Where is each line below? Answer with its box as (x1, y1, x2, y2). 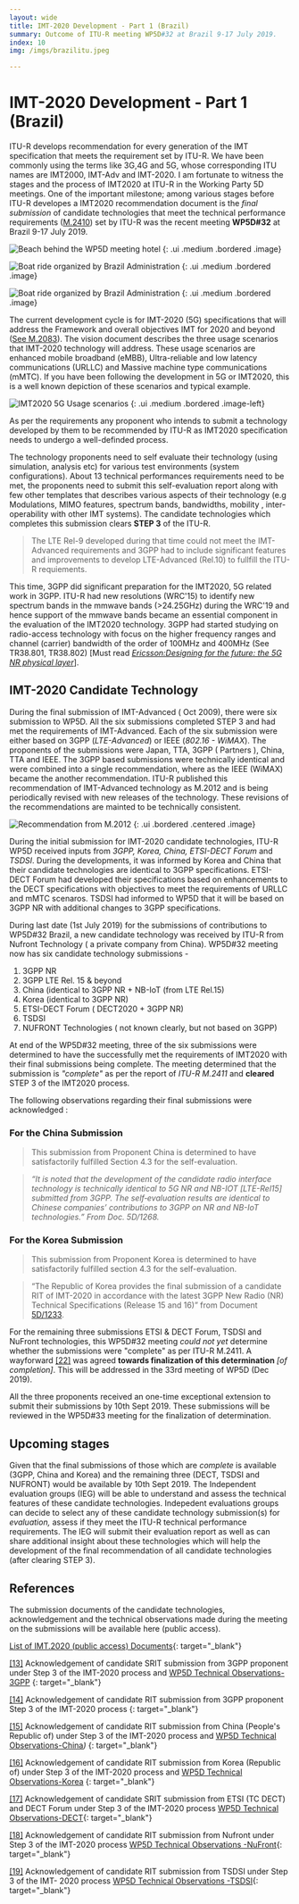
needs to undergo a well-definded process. (9, 435, 169, 445)
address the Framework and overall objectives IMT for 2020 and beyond (9, 324, 276, 335)
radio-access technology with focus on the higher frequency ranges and (9, 628, 277, 639)
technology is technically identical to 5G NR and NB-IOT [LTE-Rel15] (30, 1184, 283, 1194)
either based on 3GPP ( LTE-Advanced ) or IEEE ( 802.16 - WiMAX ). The (9, 735, 267, 745)
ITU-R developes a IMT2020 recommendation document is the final (9, 198, 259, 209)
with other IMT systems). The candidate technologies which (50, 509, 271, 520)
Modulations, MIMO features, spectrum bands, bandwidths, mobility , (9, 499, 264, 510)
